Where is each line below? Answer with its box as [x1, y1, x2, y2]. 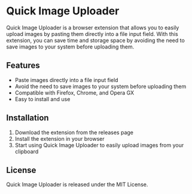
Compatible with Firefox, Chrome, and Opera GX [14, 89, 135, 96]
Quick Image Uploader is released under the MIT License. [6, 181, 148, 188]
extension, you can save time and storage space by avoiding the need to [6, 37, 185, 44]
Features [6, 60, 40, 71]
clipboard [14, 148, 39, 155]
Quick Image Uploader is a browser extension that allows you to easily [6, 24, 179, 31]
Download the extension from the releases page [14, 129, 133, 136]
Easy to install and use [14, 95, 71, 102]
